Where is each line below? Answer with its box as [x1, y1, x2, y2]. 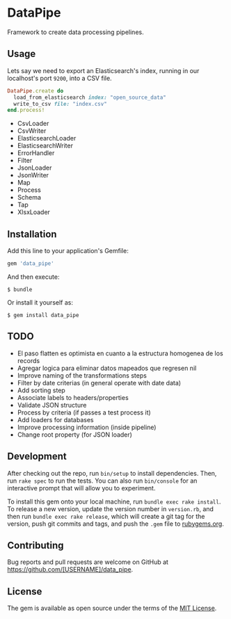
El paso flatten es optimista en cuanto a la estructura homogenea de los [17, 349, 224, 357]
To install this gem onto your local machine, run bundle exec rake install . [7, 497, 221, 506]
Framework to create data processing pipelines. [7, 28, 144, 36]
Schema [17, 193, 42, 202]
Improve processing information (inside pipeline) [17, 423, 157, 431]
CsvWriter [17, 127, 47, 135]
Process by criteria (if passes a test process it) [17, 408, 151, 417]
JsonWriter [17, 171, 49, 179]
